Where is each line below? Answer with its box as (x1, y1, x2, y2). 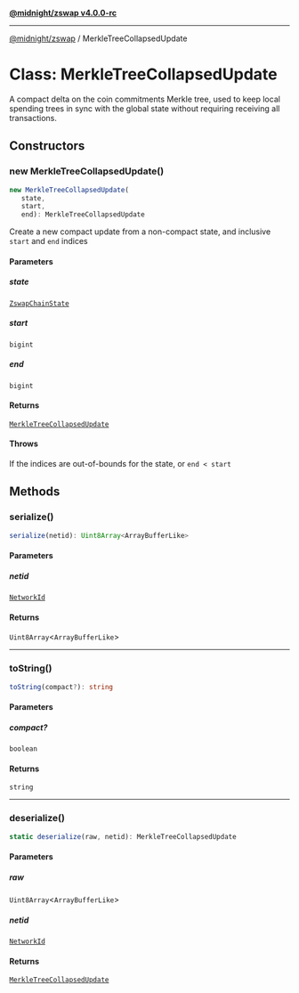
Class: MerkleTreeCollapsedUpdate (9, 64, 278, 85)
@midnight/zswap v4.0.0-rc (9, 8, 117, 18)
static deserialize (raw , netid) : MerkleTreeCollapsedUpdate (9, 832, 238, 841)
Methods (9, 484, 61, 500)
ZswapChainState (9, 298, 69, 308)
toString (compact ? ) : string (9, 682, 114, 691)
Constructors (9, 138, 85, 154)
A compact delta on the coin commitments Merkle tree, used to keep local (9, 94, 280, 104)
